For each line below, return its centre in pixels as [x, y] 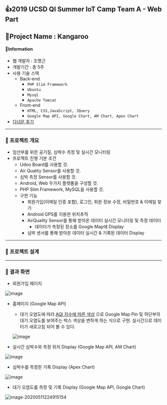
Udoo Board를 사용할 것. [44, 164]
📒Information [19, 49]
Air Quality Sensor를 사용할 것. [50, 171]
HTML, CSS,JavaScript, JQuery [58, 111]
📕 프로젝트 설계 [22, 252]
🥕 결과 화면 [17, 272]
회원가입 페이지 [27, 283]
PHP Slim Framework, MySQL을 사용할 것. [62, 189]
